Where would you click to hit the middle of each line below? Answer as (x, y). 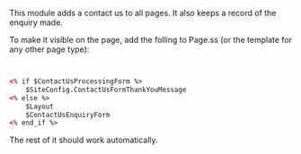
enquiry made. (36, 22)
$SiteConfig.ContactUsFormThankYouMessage (106, 90)
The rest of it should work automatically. (84, 140)
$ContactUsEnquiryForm (68, 115)
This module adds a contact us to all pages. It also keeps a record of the (143, 13)
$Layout (40, 107)
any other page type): (49, 49)
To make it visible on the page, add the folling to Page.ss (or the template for (151, 40)
